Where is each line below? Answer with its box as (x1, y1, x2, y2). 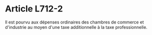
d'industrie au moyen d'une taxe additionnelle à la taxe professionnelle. (5, 24, 148, 30)
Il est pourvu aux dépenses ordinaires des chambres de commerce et (5, 19, 144, 25)
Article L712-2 (5, 3, 63, 14)
